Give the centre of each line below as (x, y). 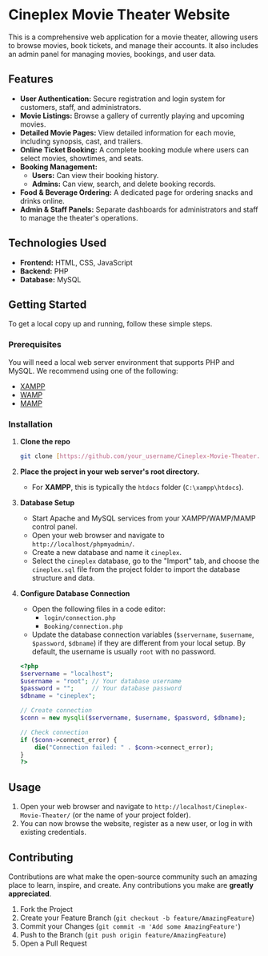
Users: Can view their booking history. (95, 175)
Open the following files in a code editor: (99, 609)
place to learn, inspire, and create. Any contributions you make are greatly (131, 885)
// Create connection (56, 711)
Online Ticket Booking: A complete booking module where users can (134, 149)
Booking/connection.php (83, 626)
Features (31, 79)
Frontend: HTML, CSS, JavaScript (76, 262)
